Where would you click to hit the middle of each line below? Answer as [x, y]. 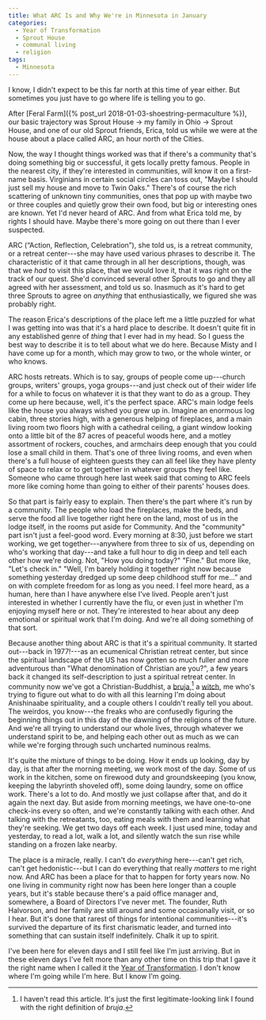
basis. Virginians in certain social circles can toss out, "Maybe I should [143, 179]
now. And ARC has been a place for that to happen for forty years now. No [129, 877]
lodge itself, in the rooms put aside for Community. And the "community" [127, 527]
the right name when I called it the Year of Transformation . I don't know [124, 968]
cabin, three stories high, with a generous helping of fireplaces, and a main [130, 419]
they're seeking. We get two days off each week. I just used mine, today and [133, 828]
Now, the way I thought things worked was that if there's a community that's [133, 154]
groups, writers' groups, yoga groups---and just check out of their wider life [133, 385]
